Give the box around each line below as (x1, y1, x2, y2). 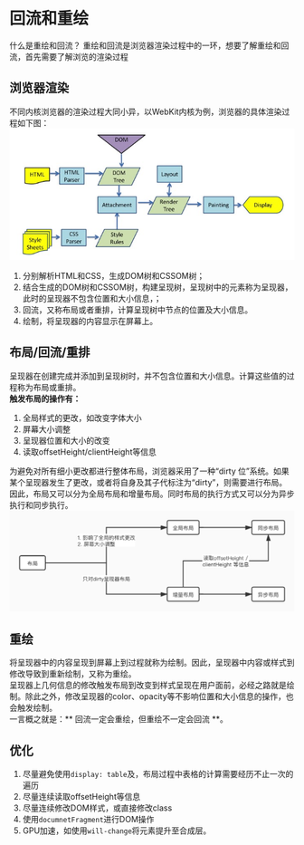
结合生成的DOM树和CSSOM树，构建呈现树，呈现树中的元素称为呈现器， (22, 282, 293, 293)
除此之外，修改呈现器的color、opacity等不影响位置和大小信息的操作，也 (24, 691, 294, 702)
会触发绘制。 (9, 703, 57, 714)
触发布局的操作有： (9, 393, 81, 404)
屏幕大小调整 (22, 423, 71, 435)
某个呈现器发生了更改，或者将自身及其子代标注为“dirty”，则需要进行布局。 (9, 476, 288, 487)
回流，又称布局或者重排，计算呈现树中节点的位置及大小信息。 (22, 304, 253, 315)
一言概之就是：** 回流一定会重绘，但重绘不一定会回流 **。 (9, 714, 228, 725)
